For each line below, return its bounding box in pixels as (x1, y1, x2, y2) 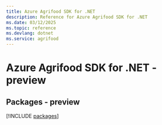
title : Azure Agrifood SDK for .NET (6, 8, 95, 15)
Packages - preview (6, 97, 80, 107)
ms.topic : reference (6, 25, 57, 31)
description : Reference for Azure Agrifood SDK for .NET (6, 14, 148, 20)
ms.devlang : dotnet (6, 31, 54, 36)
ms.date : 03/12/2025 (6, 19, 57, 25)
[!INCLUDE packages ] (6, 113, 59, 119)
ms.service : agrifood (6, 36, 59, 42)
